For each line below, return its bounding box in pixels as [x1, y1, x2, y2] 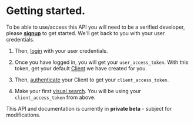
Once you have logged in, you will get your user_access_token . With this [14, 59, 189, 66]
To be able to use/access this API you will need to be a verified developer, [6, 23, 185, 30]
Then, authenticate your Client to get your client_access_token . [14, 76, 169, 83]
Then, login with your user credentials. [14, 47, 108, 54]
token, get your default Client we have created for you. [14, 64, 147, 71]
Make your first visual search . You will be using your [14, 87, 141, 94]
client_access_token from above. [14, 94, 96, 101]
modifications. [6, 111, 41, 118]
